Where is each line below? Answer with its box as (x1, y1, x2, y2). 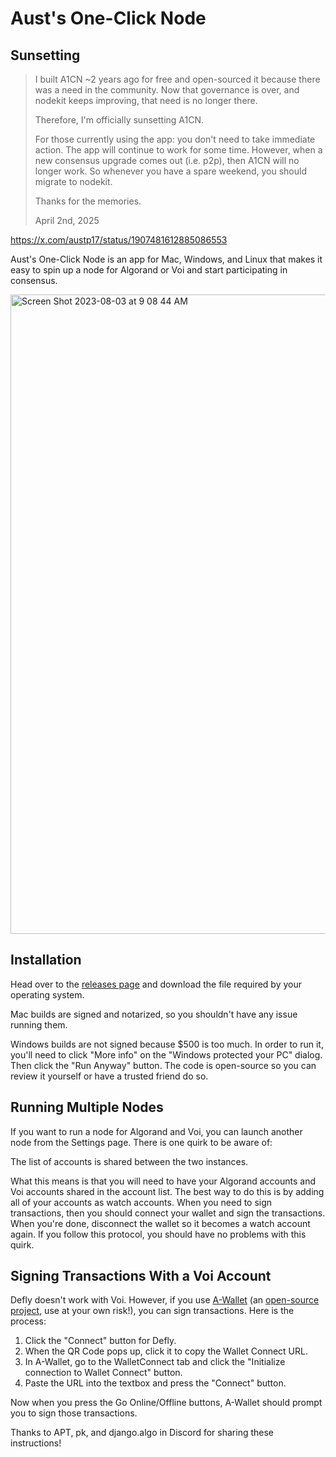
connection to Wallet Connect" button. (24, 1367, 183, 1379)
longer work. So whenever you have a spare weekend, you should (34, 165, 308, 177)
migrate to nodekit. (34, 176, 113, 187)
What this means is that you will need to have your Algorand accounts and (10, 1175, 316, 1187)
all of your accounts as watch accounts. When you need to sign (10, 1196, 273, 1208)
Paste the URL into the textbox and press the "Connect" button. (24, 1377, 287, 1389)
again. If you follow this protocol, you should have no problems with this (10, 1228, 307, 1240)
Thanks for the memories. (34, 195, 142, 207)
